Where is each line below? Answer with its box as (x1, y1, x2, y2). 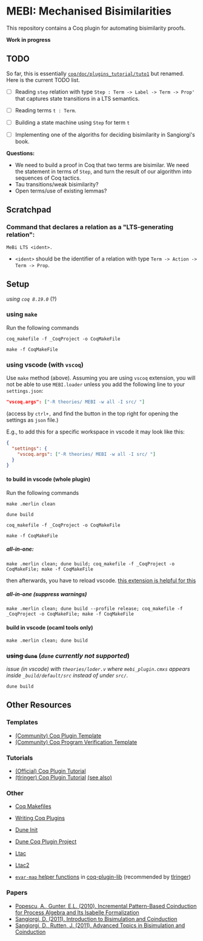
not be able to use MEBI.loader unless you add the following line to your (6, 381, 185, 388)
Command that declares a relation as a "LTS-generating (6, 223, 174, 231)
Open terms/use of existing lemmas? (15, 187, 107, 194)
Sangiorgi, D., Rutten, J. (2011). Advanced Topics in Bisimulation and (15, 922, 185, 929)
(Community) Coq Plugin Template (15, 732, 102, 739)
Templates (6, 718, 38, 727)
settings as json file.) (6, 416, 59, 423)
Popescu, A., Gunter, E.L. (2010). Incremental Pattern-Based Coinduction (15, 902, 197, 909)
